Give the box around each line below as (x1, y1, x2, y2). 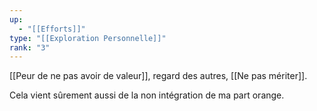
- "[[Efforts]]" (18, 24, 86, 34)
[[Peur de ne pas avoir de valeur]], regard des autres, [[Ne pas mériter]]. (9, 70, 308, 82)
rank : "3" (9, 42, 51, 53)
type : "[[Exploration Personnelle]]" (9, 33, 167, 43)
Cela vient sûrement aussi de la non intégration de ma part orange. (9, 89, 285, 101)
